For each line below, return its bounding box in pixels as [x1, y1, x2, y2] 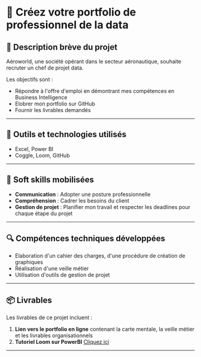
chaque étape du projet [14, 210, 73, 217]
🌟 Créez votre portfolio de [6, 5, 136, 19]
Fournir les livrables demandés [14, 107, 91, 113]
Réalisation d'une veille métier [14, 265, 89, 272]
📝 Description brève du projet [6, 42, 118, 52]
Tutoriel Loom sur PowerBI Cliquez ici [14, 338, 109, 346]
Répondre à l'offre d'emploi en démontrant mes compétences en [14, 87, 175, 95]
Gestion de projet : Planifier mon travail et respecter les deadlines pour [14, 203, 191, 210]
